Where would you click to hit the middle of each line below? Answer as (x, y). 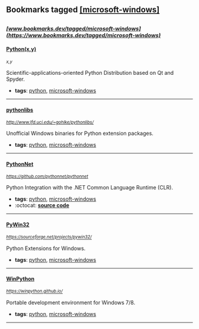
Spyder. (16, 79)
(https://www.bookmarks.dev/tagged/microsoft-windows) (84, 35)
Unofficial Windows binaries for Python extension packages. (80, 134)
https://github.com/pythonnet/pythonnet (47, 177)
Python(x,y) (21, 49)
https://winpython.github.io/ (35, 291)
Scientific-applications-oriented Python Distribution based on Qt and (90, 72)
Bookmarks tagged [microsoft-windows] (83, 10)
